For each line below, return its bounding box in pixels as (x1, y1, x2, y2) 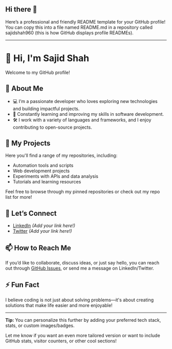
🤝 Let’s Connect (5, 209, 57, 218)
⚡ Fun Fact (5, 280, 39, 290)
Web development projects (12, 168, 70, 174)
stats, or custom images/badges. (5, 322, 75, 329)
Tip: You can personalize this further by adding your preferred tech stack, (5, 317, 161, 323)
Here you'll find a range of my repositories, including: (5, 152, 118, 159)
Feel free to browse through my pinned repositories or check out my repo (5, 189, 160, 195)
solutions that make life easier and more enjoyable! (5, 302, 113, 308)
